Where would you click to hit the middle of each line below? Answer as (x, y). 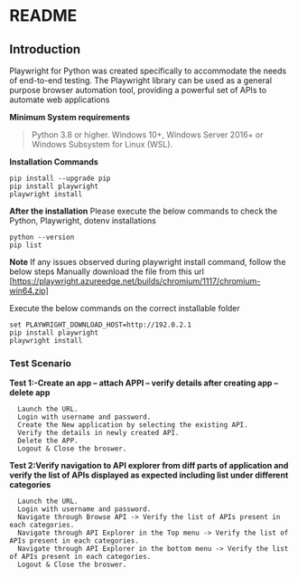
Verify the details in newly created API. (98, 433)
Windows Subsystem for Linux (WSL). (102, 144)
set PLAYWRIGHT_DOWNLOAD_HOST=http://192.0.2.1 (101, 325)
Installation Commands (54, 162)
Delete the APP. (48, 441)
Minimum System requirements (70, 117)
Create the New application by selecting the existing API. (133, 425)
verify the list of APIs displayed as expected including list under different (149, 475)
